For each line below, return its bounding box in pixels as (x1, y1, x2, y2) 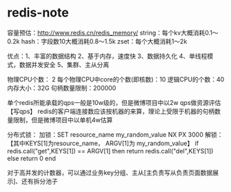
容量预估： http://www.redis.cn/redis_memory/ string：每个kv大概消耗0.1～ (7, 28, 219, 37)
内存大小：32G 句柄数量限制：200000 (7, 84, 117, 92)
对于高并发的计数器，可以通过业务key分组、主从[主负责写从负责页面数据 (7, 168, 213, 177)
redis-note (7, 5, 69, 21)
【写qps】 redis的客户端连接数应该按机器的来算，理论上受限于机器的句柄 (7, 107, 215, 115)
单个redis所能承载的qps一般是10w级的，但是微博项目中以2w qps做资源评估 (7, 98, 221, 106)
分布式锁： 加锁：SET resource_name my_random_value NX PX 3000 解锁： (7, 130, 223, 139)
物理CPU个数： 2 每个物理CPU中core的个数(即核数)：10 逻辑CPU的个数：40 (7, 75, 225, 84)
